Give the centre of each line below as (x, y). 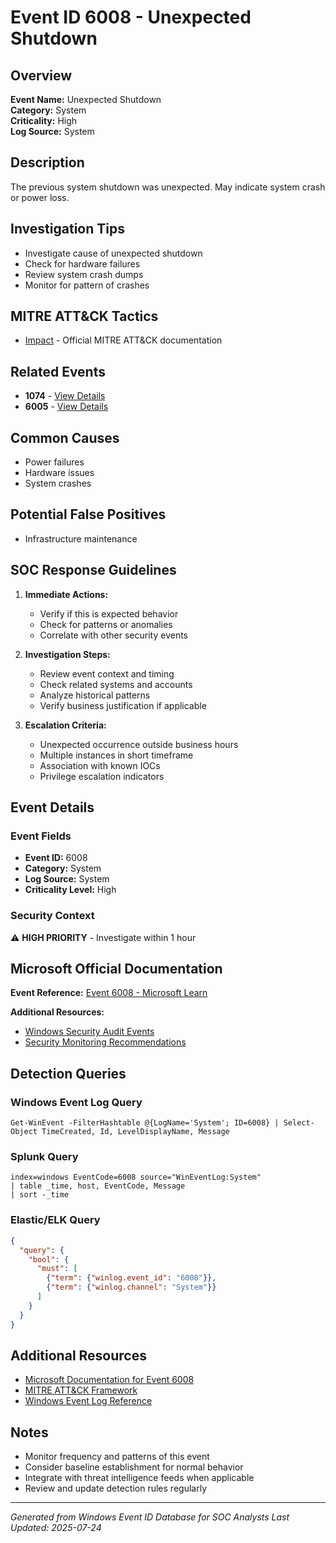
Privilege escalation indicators (102, 776)
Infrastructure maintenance (81, 538)
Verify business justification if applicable (123, 705)
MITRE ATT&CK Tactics (84, 316)
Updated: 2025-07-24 (56, 1528)
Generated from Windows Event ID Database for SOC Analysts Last (150, 1517)
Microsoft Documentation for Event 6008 (109, 1380)
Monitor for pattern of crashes (87, 285)
